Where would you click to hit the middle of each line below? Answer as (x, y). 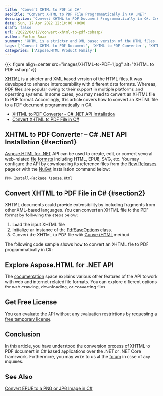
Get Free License (31, 302)
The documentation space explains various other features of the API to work (81, 276)
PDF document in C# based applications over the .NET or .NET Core (73, 351)
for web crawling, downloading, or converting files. (56, 287)
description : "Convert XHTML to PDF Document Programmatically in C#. (78, 18)
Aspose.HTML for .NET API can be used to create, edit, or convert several (79, 154)
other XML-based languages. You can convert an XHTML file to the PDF (77, 210)
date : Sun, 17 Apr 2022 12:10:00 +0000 (45, 23)
